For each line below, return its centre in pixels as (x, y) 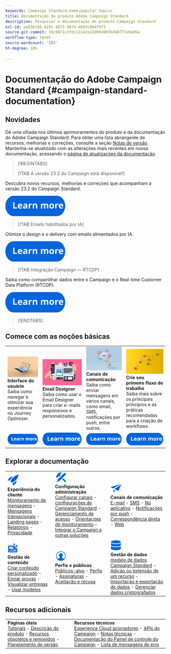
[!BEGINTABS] (33, 163)
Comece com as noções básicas (58, 336)
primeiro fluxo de (145, 383)
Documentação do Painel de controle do (116, 639)
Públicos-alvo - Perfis (79, 571)
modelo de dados (129, 560)
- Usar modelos (24, 589)
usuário (16, 386)
